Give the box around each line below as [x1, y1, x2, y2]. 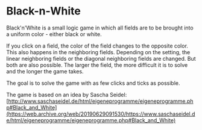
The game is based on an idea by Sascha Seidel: [6, 91, 127, 98]
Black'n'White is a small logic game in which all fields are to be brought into [6, 24, 194, 31]
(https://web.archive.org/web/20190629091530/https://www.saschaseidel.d [6, 110, 195, 117]
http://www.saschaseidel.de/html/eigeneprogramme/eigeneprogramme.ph [8, 97, 194, 105]
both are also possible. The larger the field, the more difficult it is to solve [6, 61, 188, 69]
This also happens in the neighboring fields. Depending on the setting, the [6, 48, 191, 55]
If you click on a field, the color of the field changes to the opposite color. [6, 42, 189, 49]
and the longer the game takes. [6, 67, 84, 75]
